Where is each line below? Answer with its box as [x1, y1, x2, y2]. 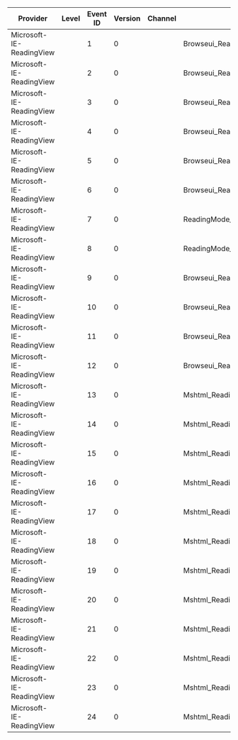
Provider [18, 13, 48, 23]
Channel [147, 13, 177, 23]
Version [113, 13, 141, 23]
